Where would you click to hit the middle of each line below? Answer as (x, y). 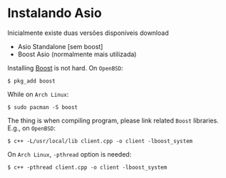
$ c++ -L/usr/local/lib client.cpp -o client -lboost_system (100, 141)
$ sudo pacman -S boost (43, 107)
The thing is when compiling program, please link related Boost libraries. (113, 120)
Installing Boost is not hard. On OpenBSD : (65, 68)
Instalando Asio (55, 13)
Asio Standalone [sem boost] (60, 46)
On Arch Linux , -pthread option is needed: (70, 154)
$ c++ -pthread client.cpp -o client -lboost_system (87, 167)
